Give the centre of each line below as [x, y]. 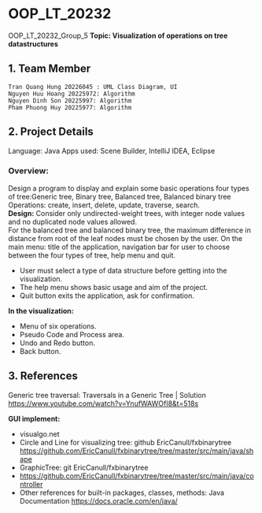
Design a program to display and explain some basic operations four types [129, 188]
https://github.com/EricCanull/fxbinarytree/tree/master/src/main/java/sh [137, 451]
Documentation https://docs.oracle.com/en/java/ [99, 500]
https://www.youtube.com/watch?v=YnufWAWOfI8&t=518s [103, 403]
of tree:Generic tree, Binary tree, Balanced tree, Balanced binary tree [120, 196]
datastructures [33, 43]
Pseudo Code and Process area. [72, 334]
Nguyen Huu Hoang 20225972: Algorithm [72, 94]
